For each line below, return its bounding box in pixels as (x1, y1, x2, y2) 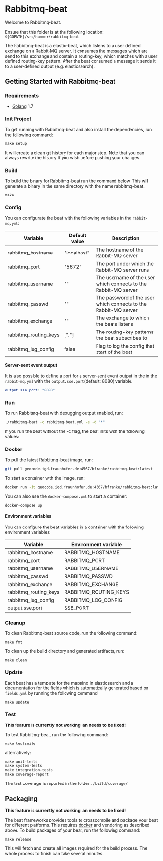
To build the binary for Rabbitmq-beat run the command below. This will (5, 178, 149, 184)
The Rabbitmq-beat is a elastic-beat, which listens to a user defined (5, 42, 141, 48)
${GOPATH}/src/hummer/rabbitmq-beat (5, 34, 79, 39)
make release (5, 837, 32, 841)
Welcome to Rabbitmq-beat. (5, 20, 62, 25)
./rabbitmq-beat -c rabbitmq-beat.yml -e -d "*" (5, 419, 105, 425)
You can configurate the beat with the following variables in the (5, 215, 131, 221)
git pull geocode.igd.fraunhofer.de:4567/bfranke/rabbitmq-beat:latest (5, 467, 153, 471)
